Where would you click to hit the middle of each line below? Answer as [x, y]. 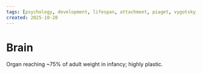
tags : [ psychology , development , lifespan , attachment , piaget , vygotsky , [102, 12]
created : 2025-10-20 [32, 18]
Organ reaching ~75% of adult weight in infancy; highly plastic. [85, 64]
